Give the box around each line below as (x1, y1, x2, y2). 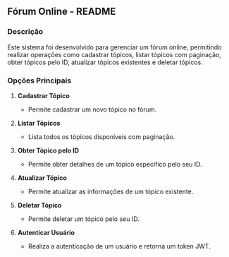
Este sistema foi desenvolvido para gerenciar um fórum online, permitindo (7, 42, 222, 52)
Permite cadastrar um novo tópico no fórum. (27, 105, 157, 114)
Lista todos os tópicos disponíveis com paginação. (27, 132, 175, 141)
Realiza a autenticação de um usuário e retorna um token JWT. (27, 241, 211, 250)
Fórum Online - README (7, 6, 116, 18)
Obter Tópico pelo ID (17, 146, 80, 155)
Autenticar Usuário (17, 228, 75, 237)
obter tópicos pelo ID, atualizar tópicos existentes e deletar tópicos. (7, 58, 203, 66)
